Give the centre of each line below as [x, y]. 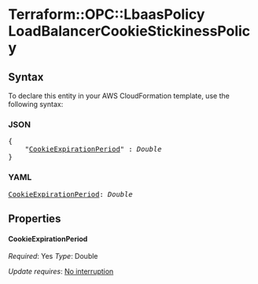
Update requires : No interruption [61, 271]
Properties [35, 218]
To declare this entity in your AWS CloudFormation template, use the [119, 96]
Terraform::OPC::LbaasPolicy [107, 15]
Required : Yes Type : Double [53, 256]
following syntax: [36, 104]
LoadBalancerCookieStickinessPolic [129, 31]
